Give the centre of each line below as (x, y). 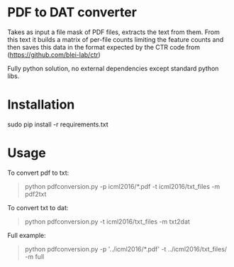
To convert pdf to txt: (38, 173)
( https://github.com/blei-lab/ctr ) (54, 55)
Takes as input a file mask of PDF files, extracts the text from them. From (113, 32)
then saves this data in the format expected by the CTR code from (104, 47)
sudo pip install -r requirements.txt (58, 124)
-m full (34, 256)
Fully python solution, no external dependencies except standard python (113, 68)
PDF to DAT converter (72, 12)
